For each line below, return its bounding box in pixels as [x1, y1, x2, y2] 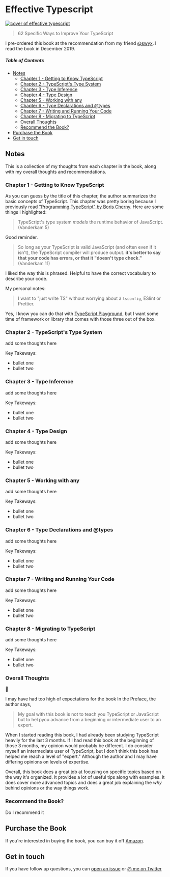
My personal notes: [5, 286, 46, 292]
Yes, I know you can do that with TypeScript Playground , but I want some [5, 310, 159, 317]
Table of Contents [5, 57, 44, 63]
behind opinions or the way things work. [5, 785, 90, 791]
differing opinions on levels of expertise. [5, 759, 90, 765]
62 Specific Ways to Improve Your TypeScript [17, 30, 114, 36]
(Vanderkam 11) [17, 261, 50, 267]
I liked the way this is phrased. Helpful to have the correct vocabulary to [5, 270, 156, 276]
